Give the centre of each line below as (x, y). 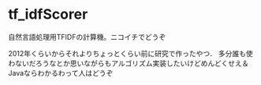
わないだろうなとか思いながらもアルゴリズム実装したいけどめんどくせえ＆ (129, 63)
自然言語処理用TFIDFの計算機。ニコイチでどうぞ (87, 37)
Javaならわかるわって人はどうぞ (61, 73)
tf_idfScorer (48, 14)
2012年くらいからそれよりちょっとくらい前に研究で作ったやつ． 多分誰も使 (131, 53)
